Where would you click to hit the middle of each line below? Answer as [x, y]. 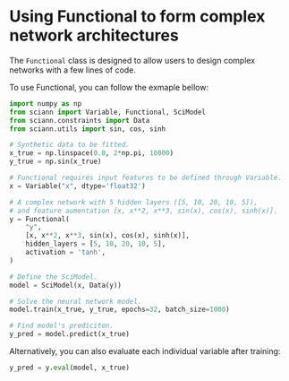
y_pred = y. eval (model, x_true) [69, 368]
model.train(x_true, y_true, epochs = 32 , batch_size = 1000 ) [119, 310]
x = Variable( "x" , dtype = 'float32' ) [77, 186]
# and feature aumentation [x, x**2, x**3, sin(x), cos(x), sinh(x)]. [144, 211]
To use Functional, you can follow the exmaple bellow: [109, 87]
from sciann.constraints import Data [80, 120]
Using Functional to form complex [137, 17]
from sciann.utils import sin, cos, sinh [88, 129]
